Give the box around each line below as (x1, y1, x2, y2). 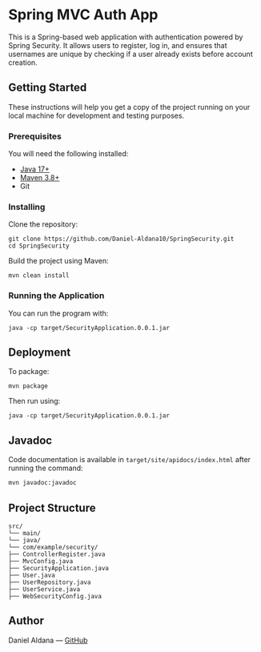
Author (8, 614, 44, 628)
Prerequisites (8, 131, 62, 142)
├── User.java (8, 571, 56, 579)
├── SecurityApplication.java (8, 564, 110, 572)
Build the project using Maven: (8, 256, 109, 266)
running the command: (8, 463, 83, 473)
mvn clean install (8, 272, 70, 280)
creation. (8, 58, 38, 67)
